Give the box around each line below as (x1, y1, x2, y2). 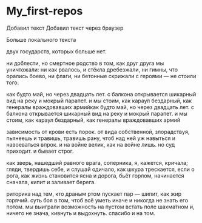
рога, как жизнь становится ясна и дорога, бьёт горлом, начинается (6, 171, 184, 179)
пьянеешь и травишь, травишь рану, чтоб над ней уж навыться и (6, 135, 176, 142)
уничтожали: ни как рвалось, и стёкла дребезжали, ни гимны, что (6, 65, 178, 73)
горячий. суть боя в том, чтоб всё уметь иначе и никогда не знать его (6, 196, 189, 204)
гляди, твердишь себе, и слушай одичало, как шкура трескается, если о (6, 165, 195, 173)
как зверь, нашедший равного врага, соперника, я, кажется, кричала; (6, 159, 188, 166)
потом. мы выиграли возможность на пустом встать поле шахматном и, (6, 203, 195, 210)
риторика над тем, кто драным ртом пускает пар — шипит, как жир (6, 190, 182, 198)
